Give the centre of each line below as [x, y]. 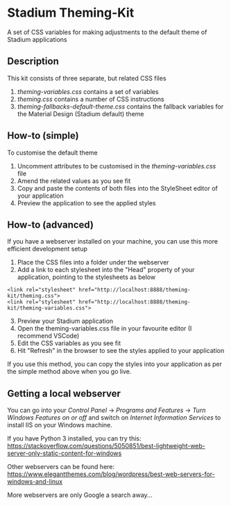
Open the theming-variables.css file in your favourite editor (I [104, 329]
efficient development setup [48, 249]
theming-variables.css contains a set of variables [88, 91]
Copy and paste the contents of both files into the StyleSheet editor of [118, 188]
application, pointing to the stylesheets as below [86, 277]
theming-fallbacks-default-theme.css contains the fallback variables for [120, 106]
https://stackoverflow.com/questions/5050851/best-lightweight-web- [106, 446]
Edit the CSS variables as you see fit [69, 343]
